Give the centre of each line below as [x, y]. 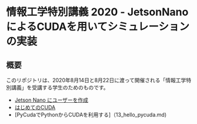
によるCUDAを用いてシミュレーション [98, 27]
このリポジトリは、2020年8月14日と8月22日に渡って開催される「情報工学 [96, 80]
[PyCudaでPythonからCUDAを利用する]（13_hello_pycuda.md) [91, 115]
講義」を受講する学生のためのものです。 [60, 88]
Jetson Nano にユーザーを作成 [51, 100]
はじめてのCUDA [35, 107]
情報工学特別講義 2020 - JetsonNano [97, 12]
